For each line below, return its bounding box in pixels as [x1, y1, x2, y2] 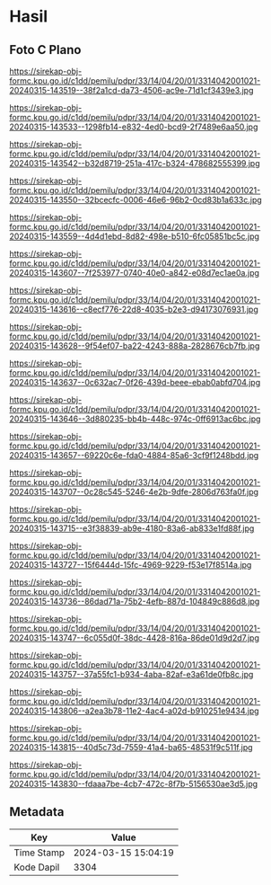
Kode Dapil [13, 861, 60, 873]
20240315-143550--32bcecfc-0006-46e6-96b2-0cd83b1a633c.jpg [9, 195, 262, 205]
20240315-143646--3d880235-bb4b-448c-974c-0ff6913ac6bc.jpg [9, 413, 261, 424]
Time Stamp [13, 846, 66, 859]
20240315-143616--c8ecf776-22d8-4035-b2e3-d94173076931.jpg [9, 304, 258, 314]
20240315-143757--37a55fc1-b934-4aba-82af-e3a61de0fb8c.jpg [9, 669, 254, 679]
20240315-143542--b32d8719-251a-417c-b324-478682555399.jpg [9, 158, 260, 168]
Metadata [9, 804, 65, 819]
